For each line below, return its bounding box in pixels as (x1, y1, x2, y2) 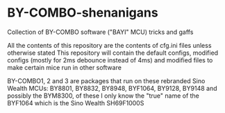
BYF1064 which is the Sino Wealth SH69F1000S (7, 98, 144, 107)
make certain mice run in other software (7, 63, 122, 71)
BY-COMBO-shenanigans (7, 5, 158, 21)
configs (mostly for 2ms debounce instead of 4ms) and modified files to (7, 55, 213, 64)
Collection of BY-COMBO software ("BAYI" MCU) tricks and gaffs (7, 28, 194, 36)
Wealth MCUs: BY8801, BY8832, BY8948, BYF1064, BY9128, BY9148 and (7, 84, 217, 92)
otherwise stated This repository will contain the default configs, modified (7, 49, 219, 57)
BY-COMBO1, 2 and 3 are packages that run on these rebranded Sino (7, 76, 206, 85)
